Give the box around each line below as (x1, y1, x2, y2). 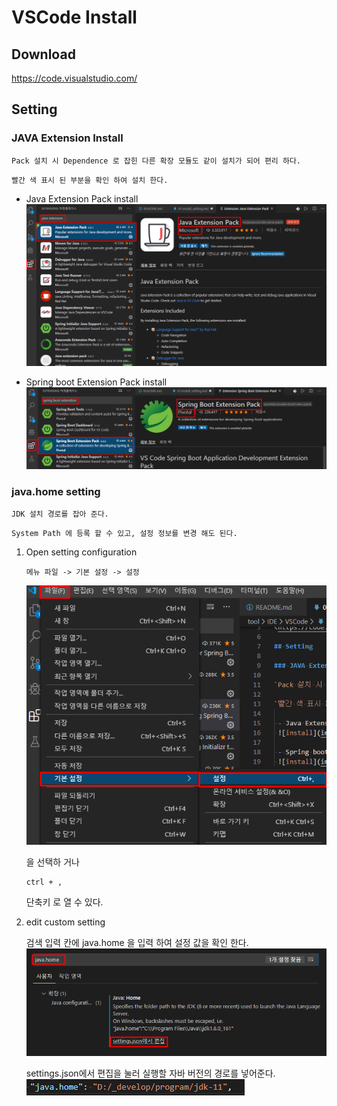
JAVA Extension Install (11, 131, 124, 145)
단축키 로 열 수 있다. (25, 896, 104, 908)
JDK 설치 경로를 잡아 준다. (11, 509, 109, 520)
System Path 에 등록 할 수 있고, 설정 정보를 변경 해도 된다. (11, 529, 238, 539)
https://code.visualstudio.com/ (11, 72, 138, 84)
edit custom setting (25, 916, 106, 928)
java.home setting (11, 484, 101, 498)
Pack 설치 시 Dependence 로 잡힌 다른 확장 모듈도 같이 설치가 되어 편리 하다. (11, 156, 301, 166)
